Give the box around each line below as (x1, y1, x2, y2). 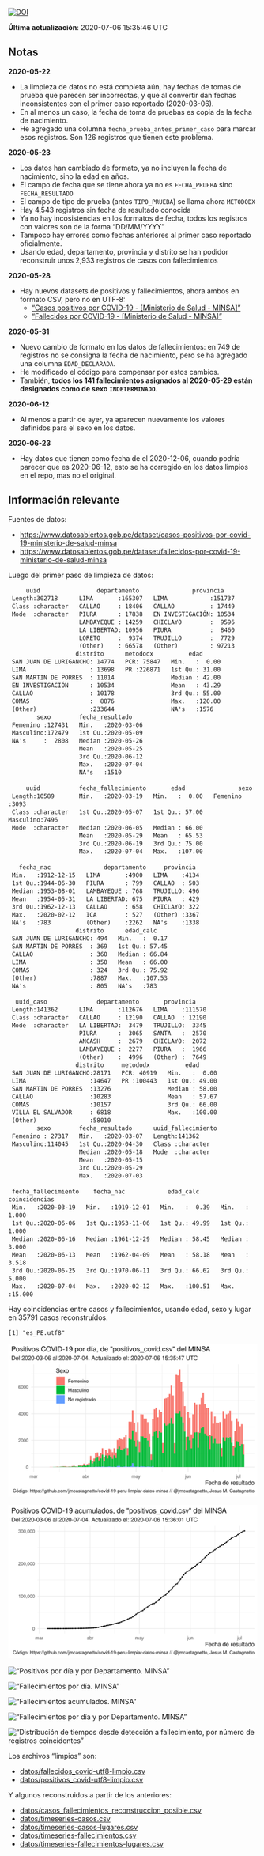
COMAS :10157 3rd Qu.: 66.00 (11, 1100, 217, 1109)
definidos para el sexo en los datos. (19, 423, 136, 433)
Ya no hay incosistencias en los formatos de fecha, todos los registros (19, 214, 248, 223)
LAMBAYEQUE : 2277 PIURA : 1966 (78, 1045, 207, 1053)
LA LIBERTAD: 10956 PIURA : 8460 (78, 626, 236, 634)
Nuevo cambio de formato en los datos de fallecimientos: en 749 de (19, 342, 241, 351)
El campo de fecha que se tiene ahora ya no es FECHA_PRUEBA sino (19, 180, 233, 189)
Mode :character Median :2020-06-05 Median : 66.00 (11, 823, 203, 832)
